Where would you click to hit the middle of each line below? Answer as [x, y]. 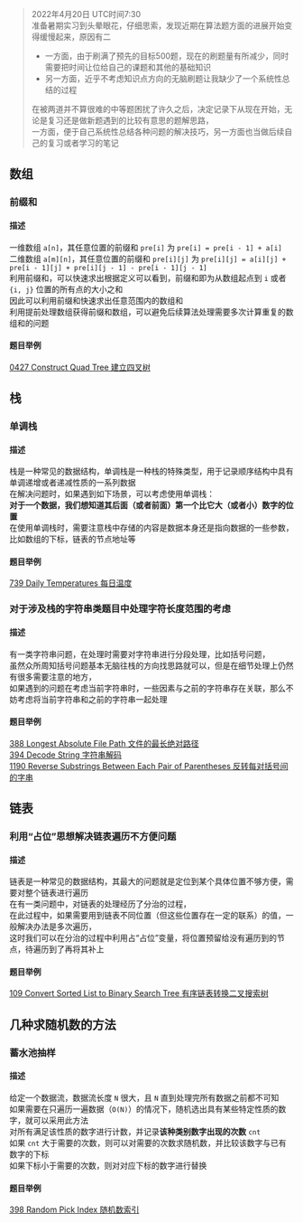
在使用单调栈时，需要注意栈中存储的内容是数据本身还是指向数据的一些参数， [151, 528]
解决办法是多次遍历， [56, 927]
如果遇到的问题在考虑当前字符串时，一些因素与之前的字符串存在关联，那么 [147, 688]
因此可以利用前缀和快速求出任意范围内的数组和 [96, 300]
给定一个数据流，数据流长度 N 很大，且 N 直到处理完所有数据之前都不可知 [144, 1098]
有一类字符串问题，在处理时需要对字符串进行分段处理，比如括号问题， [140, 654]
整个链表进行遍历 [56, 893]
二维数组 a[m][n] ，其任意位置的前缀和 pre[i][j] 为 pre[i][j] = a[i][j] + [148, 259]
